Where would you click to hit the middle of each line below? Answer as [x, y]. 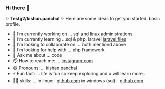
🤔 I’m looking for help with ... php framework [58, 50]
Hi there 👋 [18, 8]
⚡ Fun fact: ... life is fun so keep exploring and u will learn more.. [79, 74]
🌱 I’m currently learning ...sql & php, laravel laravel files [69, 39]
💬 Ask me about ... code [37, 55]
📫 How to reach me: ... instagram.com [53, 61]
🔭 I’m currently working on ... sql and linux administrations [72, 34]
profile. [13, 24]
